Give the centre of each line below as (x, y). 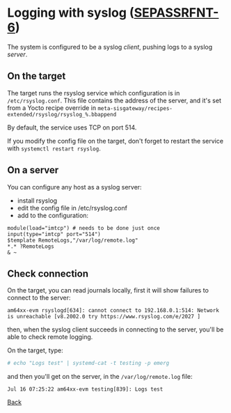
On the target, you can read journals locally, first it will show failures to (108, 290)
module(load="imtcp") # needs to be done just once (83, 228)
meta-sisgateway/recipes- (135, 108)
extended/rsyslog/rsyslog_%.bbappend (62, 114)
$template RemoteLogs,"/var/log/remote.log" (73, 240)
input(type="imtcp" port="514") (54, 234)
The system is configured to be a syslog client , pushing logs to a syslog (110, 47)
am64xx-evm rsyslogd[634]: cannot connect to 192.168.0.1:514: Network (113, 311)
